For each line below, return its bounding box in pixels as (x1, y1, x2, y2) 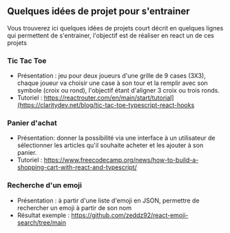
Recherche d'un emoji (7, 180, 83, 190)
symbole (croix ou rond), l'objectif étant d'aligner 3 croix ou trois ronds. (17, 86, 220, 95)
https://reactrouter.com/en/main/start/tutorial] (43, 93, 174, 102)
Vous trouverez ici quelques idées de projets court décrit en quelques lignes (7, 24, 224, 32)
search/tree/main (17, 218, 67, 227)
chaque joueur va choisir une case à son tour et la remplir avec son (17, 79, 208, 87)
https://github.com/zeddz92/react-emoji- (71, 211, 189, 219)
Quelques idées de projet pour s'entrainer (7, 6, 191, 17)
